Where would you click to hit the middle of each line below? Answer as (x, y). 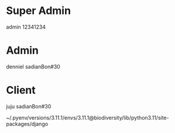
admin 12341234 (26, 27)
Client (21, 90)
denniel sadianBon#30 (33, 66)
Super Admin (39, 11)
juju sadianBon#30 (29, 106)
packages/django (27, 124)
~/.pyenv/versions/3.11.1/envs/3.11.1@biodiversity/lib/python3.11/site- (88, 117)
